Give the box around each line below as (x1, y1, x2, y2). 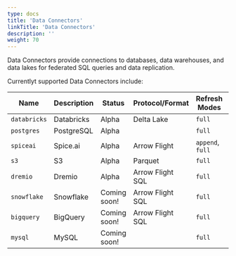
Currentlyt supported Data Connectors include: (7, 77, 144, 85)
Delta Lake (133, 114, 169, 124)
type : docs (7, 10, 39, 18)
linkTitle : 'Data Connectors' (7, 23, 96, 30)
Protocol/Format (133, 98, 190, 108)
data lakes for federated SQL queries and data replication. (7, 63, 175, 72)
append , (195, 138, 220, 147)
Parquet (133, 156, 159, 166)
